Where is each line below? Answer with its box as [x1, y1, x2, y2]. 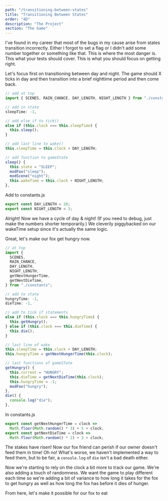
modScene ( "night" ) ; [9, 174, 50, 179]
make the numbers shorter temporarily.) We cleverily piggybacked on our [5, 221, 156, 227]
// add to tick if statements [5, 310, 68, 315]
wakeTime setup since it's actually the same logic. [5, 226, 108, 232]
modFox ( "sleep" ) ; [9, 169, 46, 174]
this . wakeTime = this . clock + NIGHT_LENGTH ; [9, 178, 104, 183]
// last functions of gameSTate [5, 361, 72, 366]
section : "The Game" [5, 26, 48, 31]
